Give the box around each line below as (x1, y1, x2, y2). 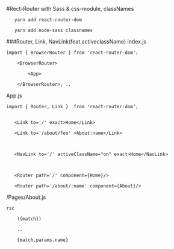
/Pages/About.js (6, 193, 46, 201)
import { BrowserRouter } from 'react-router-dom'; (6, 50, 138, 56)
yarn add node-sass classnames (14, 27, 93, 33)
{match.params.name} (17, 237, 69, 243)
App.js (6, 92, 22, 99)
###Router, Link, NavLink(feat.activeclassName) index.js (6, 38, 147, 45)
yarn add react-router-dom (14, 17, 82, 23)
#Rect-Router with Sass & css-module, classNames (6, 5, 134, 12)
